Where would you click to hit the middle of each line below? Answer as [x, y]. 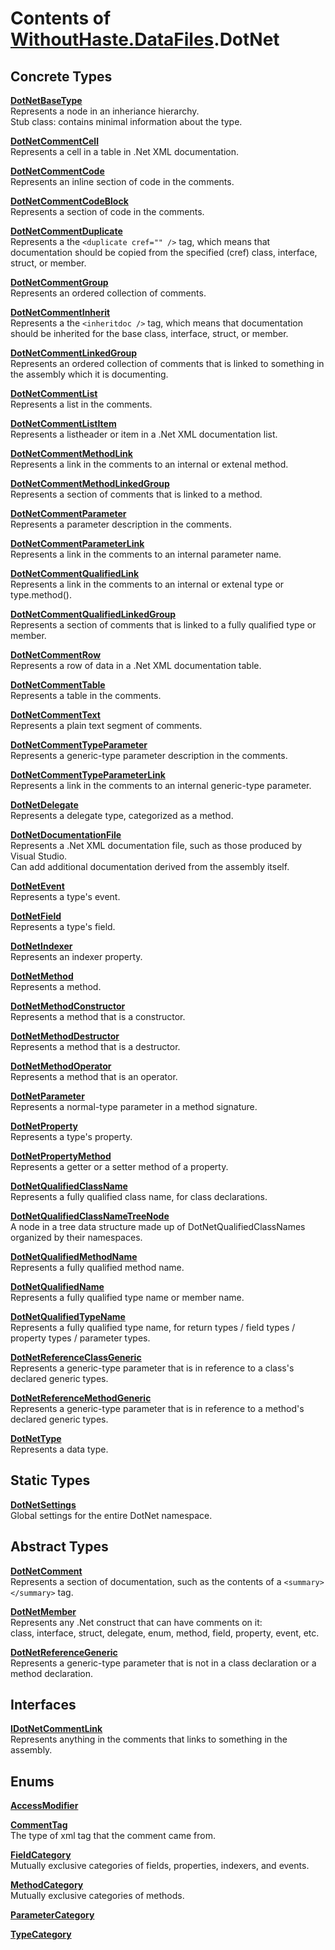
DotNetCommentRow [56, 655]
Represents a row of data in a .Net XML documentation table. [136, 665]
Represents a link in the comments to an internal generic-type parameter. [161, 785]
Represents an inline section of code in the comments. [122, 181]
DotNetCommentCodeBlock [69, 201]
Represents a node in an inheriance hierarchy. [105, 111]
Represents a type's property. [71, 1136]
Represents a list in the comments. [81, 404]
